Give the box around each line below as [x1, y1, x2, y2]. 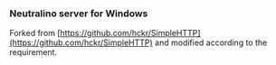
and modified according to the [155, 37, 268, 48]
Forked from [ [9, 28, 61, 39]
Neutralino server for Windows [9, 7, 148, 20]
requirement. [9, 47, 57, 58]
